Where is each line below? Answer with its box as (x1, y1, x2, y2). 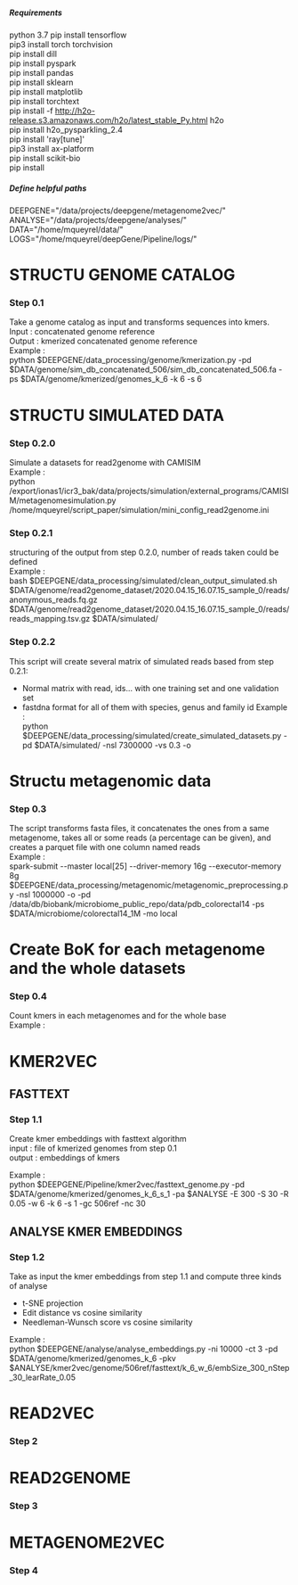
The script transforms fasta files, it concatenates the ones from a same (9, 822, 270, 833)
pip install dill (9, 48, 58, 59)
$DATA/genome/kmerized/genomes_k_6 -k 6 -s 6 (20, 374, 203, 384)
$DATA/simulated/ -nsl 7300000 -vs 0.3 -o (34, 739, 191, 750)
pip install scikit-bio (9, 153, 81, 163)
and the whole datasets (9, 959, 186, 978)
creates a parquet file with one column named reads (9, 841, 201, 852)
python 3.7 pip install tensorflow (9, 29, 127, 40)
